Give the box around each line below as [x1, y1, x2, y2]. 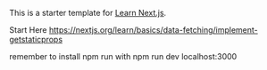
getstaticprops [9, 35, 63, 44]
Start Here [9, 25, 47, 35]
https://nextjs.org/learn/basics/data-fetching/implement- [48, 25, 259, 35]
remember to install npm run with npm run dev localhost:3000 [9, 51, 238, 61]
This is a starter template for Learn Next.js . [9, 8, 167, 18]
